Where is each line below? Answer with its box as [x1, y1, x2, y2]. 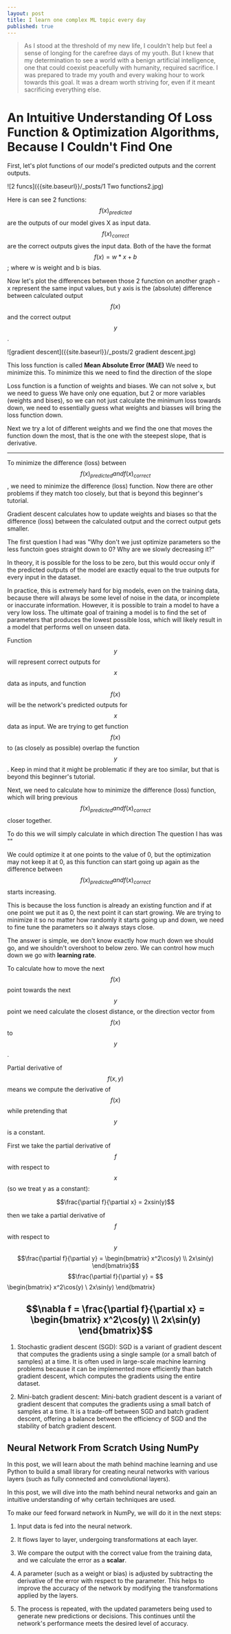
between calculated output [7, 291, 83, 299]
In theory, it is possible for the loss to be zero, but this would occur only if [7, 558, 215, 566]
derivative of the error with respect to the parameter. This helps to [16, 1576, 205, 1584]
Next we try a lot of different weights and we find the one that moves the [7, 424, 213, 432]
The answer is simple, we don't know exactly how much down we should [7, 936, 214, 945]
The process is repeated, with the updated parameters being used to [16, 1604, 212, 1613]
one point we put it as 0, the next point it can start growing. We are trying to [7, 909, 221, 917]
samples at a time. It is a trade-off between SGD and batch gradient [16, 1408, 209, 1416]
